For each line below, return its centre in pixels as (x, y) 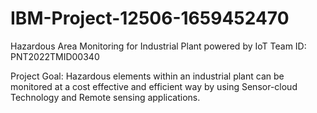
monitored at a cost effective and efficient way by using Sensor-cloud (154, 86)
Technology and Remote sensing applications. (105, 97)
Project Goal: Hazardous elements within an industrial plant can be (147, 76)
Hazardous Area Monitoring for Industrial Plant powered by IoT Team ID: (158, 46)
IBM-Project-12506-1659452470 (150, 18)
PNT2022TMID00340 (55, 56)
